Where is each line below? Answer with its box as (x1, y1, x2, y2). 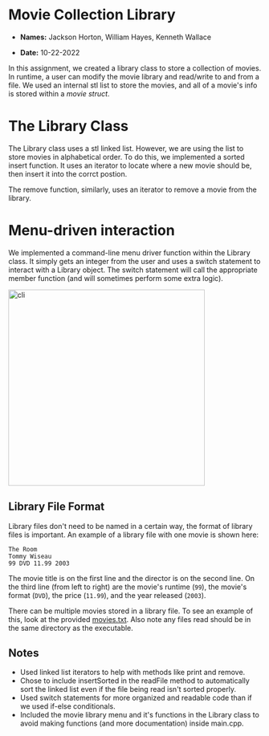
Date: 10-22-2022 (19, 47, 80, 57)
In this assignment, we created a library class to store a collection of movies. (8, 63, 262, 73)
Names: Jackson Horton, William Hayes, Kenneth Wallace (19, 32, 211, 42)
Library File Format (8, 500, 105, 514)
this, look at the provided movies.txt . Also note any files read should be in (8, 614, 251, 624)
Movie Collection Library (8, 6, 176, 24)
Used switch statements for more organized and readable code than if (19, 693, 252, 703)
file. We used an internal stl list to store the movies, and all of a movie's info (8, 80, 258, 90)
